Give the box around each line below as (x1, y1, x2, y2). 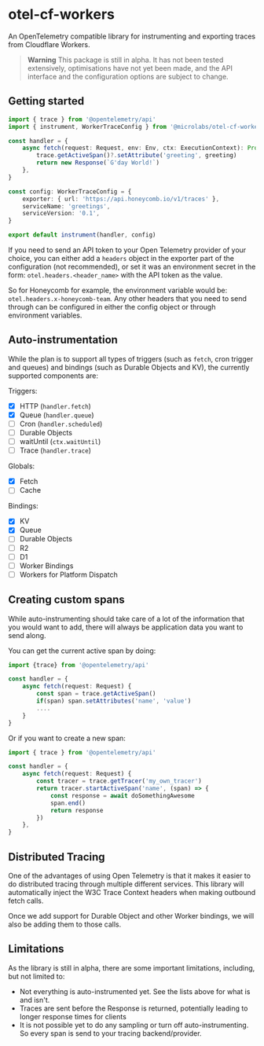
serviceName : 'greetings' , (22, 202, 111, 210)
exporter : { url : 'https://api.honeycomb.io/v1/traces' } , (22, 195, 220, 203)
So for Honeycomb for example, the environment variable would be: (8, 285, 228, 295)
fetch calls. (8, 896, 44, 905)
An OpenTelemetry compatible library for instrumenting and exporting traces (8, 31, 256, 41)
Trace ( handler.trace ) (19, 446, 92, 455)
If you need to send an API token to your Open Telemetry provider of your (8, 245, 247, 255)
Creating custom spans (8, 593, 126, 607)
